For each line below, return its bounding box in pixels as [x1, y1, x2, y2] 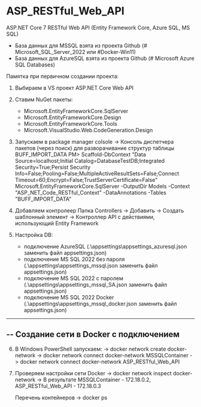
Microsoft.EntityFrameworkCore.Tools [23, 120, 118, 127]
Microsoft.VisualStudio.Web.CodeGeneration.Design [23, 126, 153, 133]
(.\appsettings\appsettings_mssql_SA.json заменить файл [23, 281, 167, 288]
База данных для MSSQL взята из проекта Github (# [14, 42, 148, 49]
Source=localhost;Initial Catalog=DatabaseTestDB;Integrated [14, 157, 165, 164]
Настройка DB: [14, 231, 53, 238]
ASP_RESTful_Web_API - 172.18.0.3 [14, 382, 102, 390]
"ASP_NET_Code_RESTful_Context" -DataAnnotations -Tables [14, 189, 166, 196]
